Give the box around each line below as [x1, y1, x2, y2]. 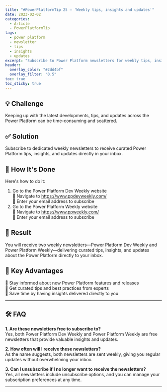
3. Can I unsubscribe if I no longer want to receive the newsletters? [5, 366, 146, 372]
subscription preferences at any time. [5, 377, 82, 383]
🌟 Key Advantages [5, 266, 64, 275]
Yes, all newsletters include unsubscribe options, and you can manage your [5, 371, 160, 377]
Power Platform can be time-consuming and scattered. [5, 118, 118, 124]
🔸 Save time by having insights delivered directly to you [5, 290, 118, 296]
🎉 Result [5, 229, 31, 237]
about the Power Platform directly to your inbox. [5, 252, 103, 258]
